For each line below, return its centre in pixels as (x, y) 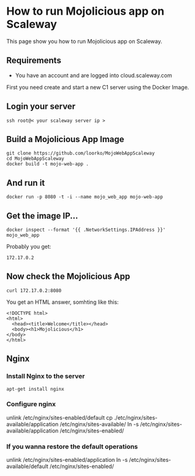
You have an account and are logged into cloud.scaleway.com (94, 75)
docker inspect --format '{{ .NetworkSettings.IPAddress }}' (86, 230)
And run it (26, 183)
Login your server (41, 106)
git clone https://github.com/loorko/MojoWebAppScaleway (81, 153)
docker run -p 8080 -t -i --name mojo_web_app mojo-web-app (85, 197)
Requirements (34, 60)
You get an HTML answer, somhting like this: (63, 302)
